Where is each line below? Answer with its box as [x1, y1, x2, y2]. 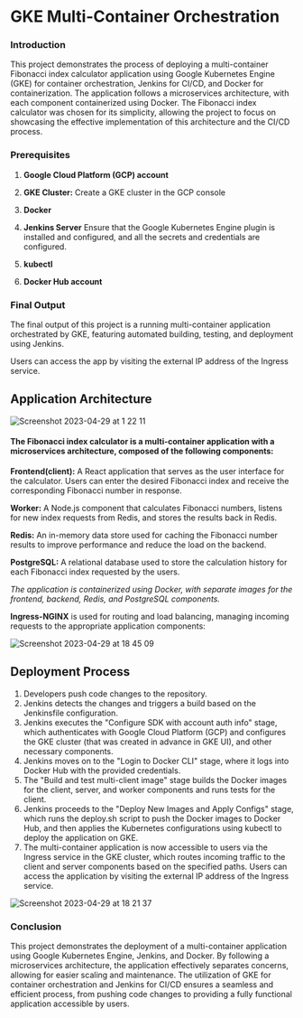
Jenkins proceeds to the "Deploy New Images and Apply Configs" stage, [23, 803, 294, 814]
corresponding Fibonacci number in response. [10, 485, 183, 496]
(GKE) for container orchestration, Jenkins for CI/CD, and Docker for [10, 79, 264, 89]
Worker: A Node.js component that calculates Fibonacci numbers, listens [10, 503, 283, 514]
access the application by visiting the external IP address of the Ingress [23, 870, 289, 882]
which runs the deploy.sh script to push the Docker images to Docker [23, 813, 281, 824]
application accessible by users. [10, 998, 130, 1009]
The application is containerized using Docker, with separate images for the [10, 584, 293, 595]
